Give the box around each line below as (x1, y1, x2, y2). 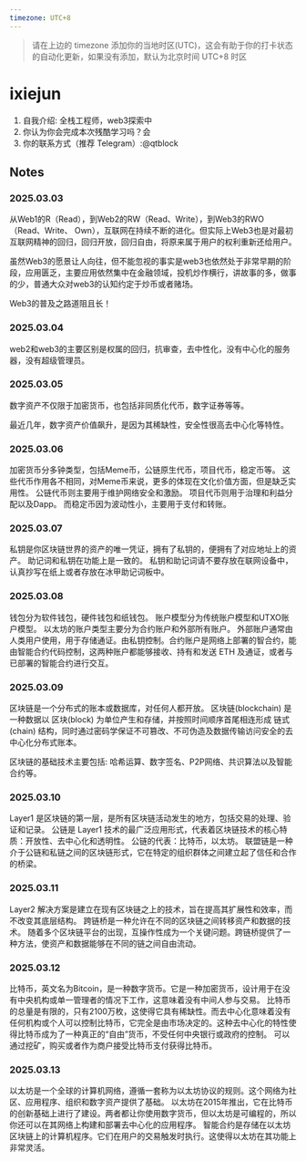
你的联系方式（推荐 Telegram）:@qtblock (22, 138, 179, 149)
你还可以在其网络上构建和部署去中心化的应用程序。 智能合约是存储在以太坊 (9, 1119, 291, 1131)
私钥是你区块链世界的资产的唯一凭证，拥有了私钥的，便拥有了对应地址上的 (9, 544, 289, 555)
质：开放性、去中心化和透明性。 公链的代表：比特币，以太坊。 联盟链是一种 (9, 835, 293, 846)
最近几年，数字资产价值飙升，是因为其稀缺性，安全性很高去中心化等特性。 (9, 419, 289, 430)
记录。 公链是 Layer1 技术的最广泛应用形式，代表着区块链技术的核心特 (25, 824, 289, 835)
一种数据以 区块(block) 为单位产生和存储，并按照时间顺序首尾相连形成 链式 (9, 714, 291, 725)
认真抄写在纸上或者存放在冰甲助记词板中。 (9, 566, 169, 577)
